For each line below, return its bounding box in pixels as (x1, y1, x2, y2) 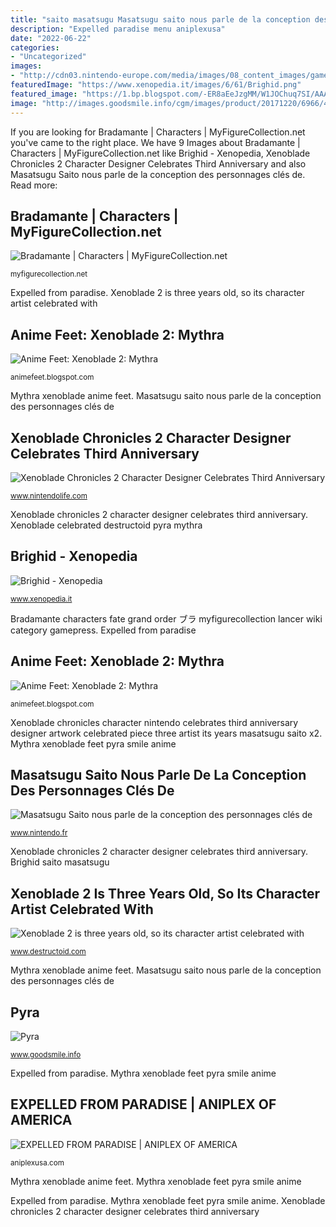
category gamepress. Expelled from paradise (10, 624, 197, 636)
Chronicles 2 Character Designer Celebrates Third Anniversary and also (10, 157, 307, 170)
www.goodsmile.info (10, 1050, 82, 1060)
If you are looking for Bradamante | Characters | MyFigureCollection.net (10, 126, 306, 138)
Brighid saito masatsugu (10, 856, 110, 868)
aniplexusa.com (10, 1157, 65, 1168)
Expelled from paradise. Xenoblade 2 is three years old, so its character (10, 287, 305, 299)
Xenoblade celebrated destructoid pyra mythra (10, 519, 203, 531)
